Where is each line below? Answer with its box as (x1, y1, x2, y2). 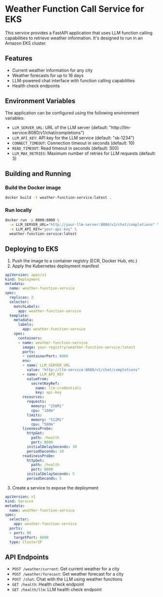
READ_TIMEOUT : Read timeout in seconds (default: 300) (12, 145, 119, 151)
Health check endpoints (12, 83, 60, 89)
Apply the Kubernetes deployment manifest (12, 263, 99, 269)
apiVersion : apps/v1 (5, 272, 47, 277)
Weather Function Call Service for (5, 3, 145, 15)
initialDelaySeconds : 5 (26, 471, 75, 477)
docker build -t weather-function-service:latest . (5, 195, 112, 200)
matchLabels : (14, 304, 40, 309)
